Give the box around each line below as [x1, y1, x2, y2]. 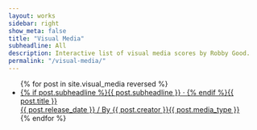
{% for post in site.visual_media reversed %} [19, 78, 168, 89]
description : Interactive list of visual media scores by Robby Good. [8, 49, 251, 57]
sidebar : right [8, 19, 60, 27]
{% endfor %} [19, 113, 67, 123]
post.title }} [19, 96, 58, 106]
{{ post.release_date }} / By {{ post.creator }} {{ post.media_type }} [19, 104, 240, 114]
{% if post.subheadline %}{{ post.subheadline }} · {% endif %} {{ [19, 87, 234, 97]
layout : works [8, 11, 56, 20]
